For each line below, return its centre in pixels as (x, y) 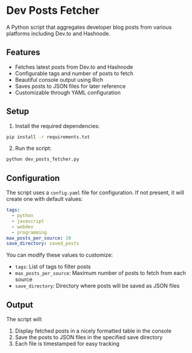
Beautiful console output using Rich (59, 79)
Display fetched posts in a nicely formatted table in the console (93, 331)
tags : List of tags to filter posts (53, 267)
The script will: (25, 319)
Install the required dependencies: (57, 126)
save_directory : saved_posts (43, 244)
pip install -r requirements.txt (48, 137)
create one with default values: (45, 199)
